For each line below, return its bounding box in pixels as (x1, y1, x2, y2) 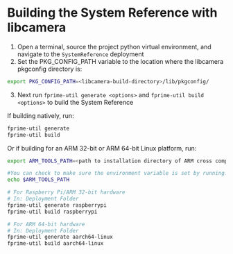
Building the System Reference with (7, 5, 218, 21)
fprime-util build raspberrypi (7, 208, 98, 215)
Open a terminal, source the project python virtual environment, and (17, 42, 212, 51)
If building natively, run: (7, 111, 74, 119)
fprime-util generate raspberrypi (7, 201, 107, 209)
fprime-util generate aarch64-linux (7, 234, 113, 241)
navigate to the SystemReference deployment (17, 50, 144, 58)
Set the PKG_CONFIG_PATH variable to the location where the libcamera (17, 57, 224, 65)
